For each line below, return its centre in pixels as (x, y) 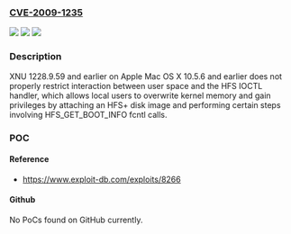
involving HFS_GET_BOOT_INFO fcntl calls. (89, 114)
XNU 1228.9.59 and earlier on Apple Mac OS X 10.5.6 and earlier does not (145, 76)
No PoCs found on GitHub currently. (76, 220)
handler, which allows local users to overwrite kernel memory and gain (141, 95)
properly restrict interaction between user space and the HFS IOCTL (136, 85)
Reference (29, 159)
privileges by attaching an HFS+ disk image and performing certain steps (145, 104)
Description (36, 57)
